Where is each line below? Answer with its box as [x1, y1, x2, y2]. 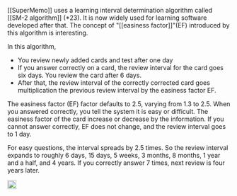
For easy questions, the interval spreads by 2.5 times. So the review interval [7, 144, 229, 151]
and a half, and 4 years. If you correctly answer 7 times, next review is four [7, 158, 225, 167]
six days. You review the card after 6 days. [17, 71, 142, 79]
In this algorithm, [7, 42, 57, 50]
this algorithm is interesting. [7, 28, 88, 37]
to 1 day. [7, 130, 32, 138]
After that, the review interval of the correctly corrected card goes [17, 79, 211, 87]
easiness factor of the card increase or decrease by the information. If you [7, 115, 224, 123]
